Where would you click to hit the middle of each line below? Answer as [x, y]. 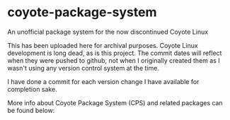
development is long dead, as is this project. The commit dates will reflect [115, 53]
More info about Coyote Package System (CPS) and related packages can [115, 102]
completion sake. [33, 89]
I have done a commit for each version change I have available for [103, 81]
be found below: [31, 110]
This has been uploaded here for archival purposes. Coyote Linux [103, 45]
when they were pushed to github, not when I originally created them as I [114, 60]
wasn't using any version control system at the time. [83, 68]
